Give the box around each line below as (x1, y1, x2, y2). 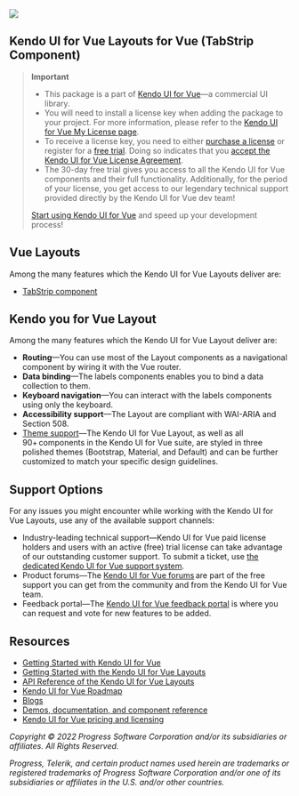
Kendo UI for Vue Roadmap (21, 686, 123, 696)
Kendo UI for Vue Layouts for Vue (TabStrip (9, 34, 255, 49)
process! (30, 219, 64, 229)
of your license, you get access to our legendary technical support (44, 182, 289, 194)
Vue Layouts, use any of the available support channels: (9, 515, 215, 526)
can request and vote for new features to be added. (21, 608, 212, 619)
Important (30, 71, 69, 82)
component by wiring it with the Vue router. (21, 362, 182, 373)
